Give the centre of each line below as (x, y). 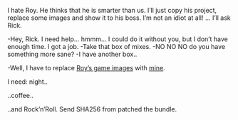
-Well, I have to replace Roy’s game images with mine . (86, 68)
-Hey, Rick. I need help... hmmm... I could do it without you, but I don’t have (118, 39)
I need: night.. (28, 82)
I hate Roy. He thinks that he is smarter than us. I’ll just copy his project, (112, 10)
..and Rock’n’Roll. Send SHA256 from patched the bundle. (92, 109)
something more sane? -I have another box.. (72, 54)
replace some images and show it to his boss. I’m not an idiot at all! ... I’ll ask (119, 18)
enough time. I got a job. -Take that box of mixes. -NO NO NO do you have (117, 47)
